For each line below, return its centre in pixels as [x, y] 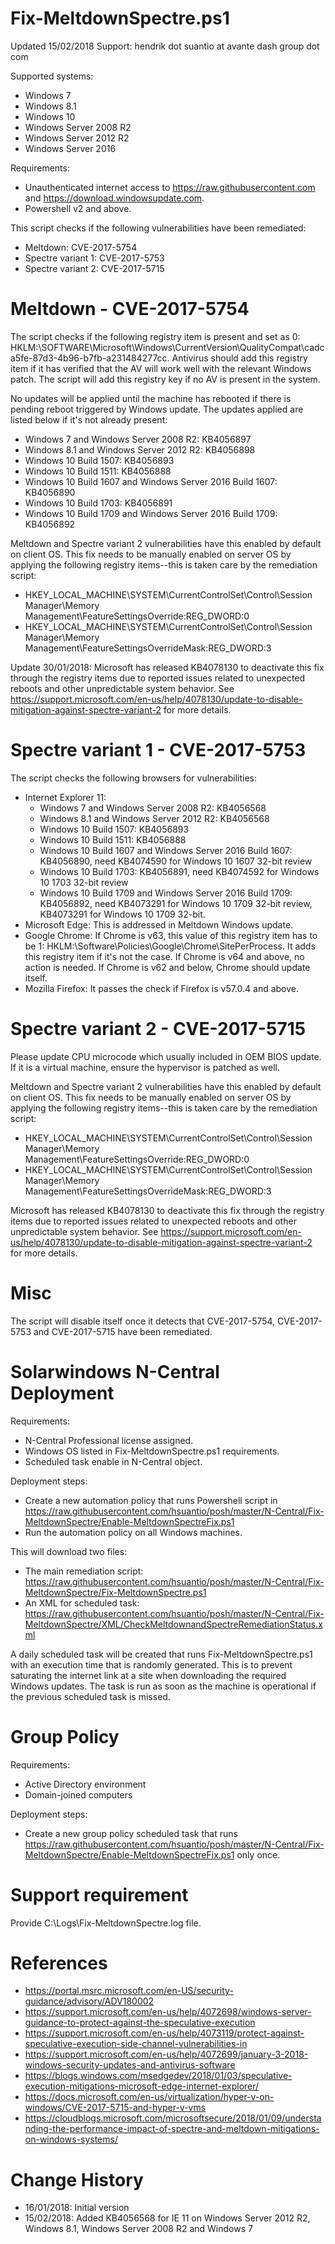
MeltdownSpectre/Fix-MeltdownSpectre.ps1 [115, 1592]
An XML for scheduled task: [82, 1603]
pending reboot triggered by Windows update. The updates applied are [157, 409]
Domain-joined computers [78, 1794]
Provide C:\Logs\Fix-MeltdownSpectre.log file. [106, 1923]
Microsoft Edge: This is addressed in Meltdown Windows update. [159, 924]
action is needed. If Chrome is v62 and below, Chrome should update [167, 967]
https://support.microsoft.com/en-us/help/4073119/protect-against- [164, 2033]
